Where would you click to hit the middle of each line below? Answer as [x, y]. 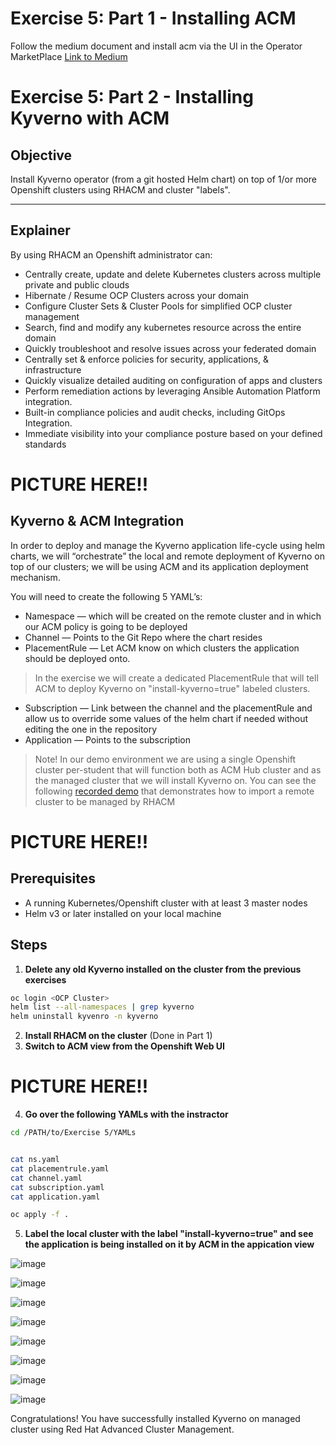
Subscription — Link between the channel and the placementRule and [168, 708]
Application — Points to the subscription [107, 739]
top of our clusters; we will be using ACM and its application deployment [159, 566]
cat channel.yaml [46, 1178]
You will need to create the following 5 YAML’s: [106, 596]
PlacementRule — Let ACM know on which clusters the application [162, 648]
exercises [45, 979]
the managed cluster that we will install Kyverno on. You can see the [175, 780]
